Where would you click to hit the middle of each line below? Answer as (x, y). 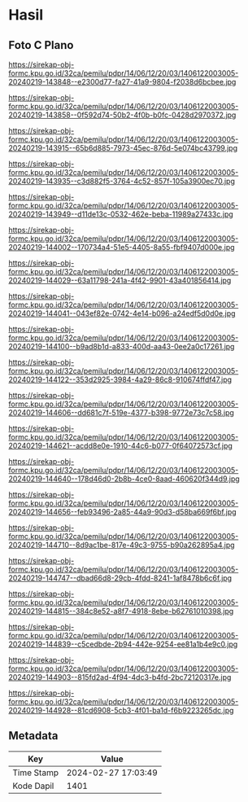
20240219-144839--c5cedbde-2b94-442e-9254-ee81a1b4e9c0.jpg (123, 644)
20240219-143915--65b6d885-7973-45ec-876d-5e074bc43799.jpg (123, 148)
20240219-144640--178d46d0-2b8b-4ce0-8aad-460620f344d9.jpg (124, 479)
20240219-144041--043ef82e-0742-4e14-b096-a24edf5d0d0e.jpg (122, 313)
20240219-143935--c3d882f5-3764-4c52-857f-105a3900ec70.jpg (122, 181)
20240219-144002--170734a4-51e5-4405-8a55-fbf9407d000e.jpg (122, 247)
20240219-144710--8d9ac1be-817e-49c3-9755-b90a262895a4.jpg (122, 545)
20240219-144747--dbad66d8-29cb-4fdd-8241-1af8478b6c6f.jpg (120, 578)
